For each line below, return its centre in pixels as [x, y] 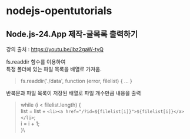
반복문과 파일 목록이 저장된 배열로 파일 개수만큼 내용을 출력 [74, 93]
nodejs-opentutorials [59, 11]
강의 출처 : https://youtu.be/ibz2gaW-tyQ [55, 49]
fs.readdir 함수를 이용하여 [36, 62]
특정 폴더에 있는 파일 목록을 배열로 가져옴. [54, 69]
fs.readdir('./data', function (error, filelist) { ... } [76, 81]
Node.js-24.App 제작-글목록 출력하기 [72, 34]
